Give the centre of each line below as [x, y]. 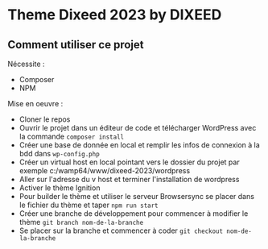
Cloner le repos [45, 119]
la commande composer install [72, 136]
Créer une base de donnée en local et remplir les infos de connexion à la [140, 145]
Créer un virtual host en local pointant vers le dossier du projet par [129, 162]
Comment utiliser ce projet [76, 45]
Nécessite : [26, 64]
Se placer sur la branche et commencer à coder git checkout [121, 230]
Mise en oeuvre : [35, 104]
